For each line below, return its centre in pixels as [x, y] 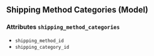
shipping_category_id [42, 47]
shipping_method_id [39, 41]
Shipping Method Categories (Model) [77, 10]
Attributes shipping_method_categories [63, 27]
